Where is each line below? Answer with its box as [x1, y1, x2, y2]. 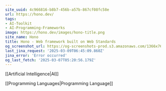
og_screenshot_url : [5, 44, 45, 49]
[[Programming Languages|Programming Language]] [5, 81, 113, 87]
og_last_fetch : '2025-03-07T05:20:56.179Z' [5, 58, 96, 62]
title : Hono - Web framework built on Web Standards [5, 39, 116, 44]
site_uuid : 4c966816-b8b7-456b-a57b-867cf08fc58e [5, 7, 110, 12]
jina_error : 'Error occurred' [5, 53, 68, 58]
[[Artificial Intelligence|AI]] [5, 71, 59, 77]
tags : [5, 16, 16, 21]
